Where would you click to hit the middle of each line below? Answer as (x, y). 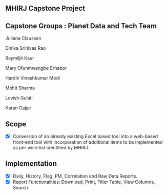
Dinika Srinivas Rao (26, 48)
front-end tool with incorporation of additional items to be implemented (88, 142)
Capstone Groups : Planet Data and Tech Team (81, 26)
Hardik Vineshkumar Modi (33, 78)
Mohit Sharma (20, 88)
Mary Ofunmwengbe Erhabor (36, 68)
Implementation (31, 164)
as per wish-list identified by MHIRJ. (51, 148)
